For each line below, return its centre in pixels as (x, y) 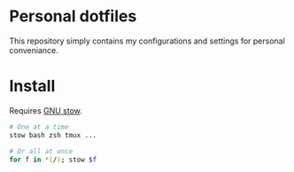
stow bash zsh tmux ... (53, 135)
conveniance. (34, 50)
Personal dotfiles (73, 16)
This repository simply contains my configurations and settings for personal (147, 41)
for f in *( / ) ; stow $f (53, 160)
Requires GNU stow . (46, 110)
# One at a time (39, 127)
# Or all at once (41, 151)
